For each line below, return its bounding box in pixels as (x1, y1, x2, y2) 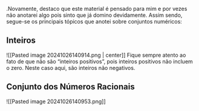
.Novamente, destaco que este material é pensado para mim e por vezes (6, 5, 188, 12)
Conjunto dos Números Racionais (6, 81, 135, 92)
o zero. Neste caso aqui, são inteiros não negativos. (6, 64, 135, 71)
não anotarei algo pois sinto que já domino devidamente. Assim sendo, (6, 11, 183, 19)
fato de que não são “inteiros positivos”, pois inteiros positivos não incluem (6, 57, 194, 65)
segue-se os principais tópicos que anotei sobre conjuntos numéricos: (6, 18, 183, 25)
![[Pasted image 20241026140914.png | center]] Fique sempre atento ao (6, 51, 186, 59)
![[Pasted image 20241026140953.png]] (6, 98, 106, 105)
